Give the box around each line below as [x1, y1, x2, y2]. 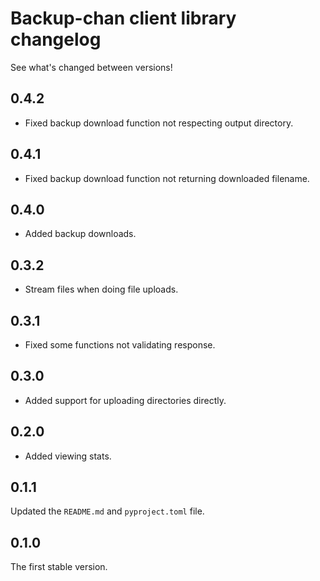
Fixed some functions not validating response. [24, 339, 216, 351]
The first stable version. [10, 561, 108, 573]
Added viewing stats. [24, 450, 112, 462]
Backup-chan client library [10, 7, 237, 30]
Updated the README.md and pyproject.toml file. [10, 505, 205, 517]
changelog [10, 28, 102, 51]
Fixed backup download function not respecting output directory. [24, 117, 294, 129]
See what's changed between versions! [10, 61, 173, 73]
